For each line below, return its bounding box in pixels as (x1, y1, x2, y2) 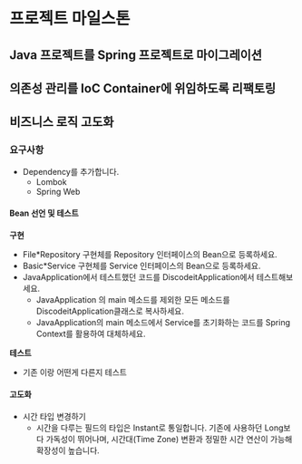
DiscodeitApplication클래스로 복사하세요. (35, 305, 184, 316)
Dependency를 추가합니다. (22, 166, 120, 177)
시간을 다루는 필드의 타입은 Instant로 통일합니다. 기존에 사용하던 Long (35, 422, 284, 433)
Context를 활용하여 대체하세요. (35, 328, 146, 339)
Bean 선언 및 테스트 (9, 208, 79, 218)
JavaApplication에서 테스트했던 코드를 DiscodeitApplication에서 (22, 271, 255, 282)
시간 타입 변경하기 (22, 411, 86, 422)
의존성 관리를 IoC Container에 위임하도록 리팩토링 (9, 81, 277, 96)
